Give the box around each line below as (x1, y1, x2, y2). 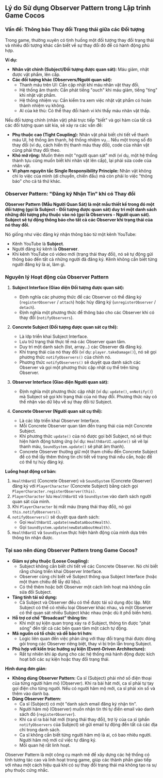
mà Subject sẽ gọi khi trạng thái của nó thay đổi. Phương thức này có (19, 394, 157, 400)
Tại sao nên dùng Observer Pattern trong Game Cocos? (5, 547, 138, 554)
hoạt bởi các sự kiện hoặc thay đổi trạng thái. (19, 656, 110, 662)
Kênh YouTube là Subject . (12, 241, 65, 247)
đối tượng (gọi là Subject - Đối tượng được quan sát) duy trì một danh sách (5, 206, 157, 212)
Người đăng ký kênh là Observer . (12, 246, 79, 252)
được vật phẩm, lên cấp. (12, 71, 61, 77)
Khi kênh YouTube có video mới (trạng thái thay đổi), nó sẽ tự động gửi (12, 251, 153, 257)
